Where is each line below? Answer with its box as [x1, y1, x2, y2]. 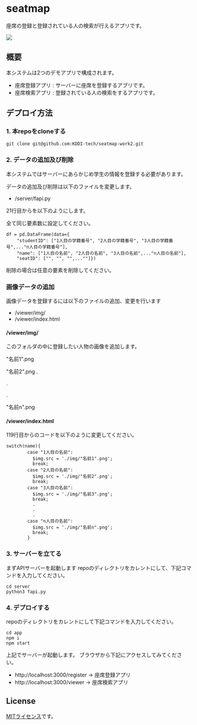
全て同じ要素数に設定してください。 [6, 220, 94, 227]
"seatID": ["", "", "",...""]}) [17, 255, 96, 262]
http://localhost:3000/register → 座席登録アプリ [14, 671, 131, 679]
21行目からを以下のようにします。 [6, 207, 88, 214]
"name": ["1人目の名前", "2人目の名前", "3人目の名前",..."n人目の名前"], [17, 250, 187, 256]
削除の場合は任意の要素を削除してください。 [6, 266, 115, 273]
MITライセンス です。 [6, 713, 57, 720]
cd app [6, 630, 22, 636]
